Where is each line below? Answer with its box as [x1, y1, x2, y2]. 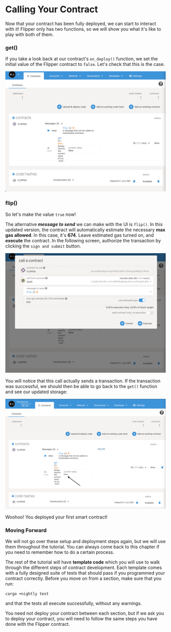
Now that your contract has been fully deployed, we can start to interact [5, 20, 156, 27]
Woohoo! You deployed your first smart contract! [5, 514, 108, 520]
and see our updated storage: [5, 389, 68, 395]
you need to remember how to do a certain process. [5, 549, 115, 555]
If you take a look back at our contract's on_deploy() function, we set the [5, 56, 158, 62]
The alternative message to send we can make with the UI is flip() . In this [5, 221, 163, 227]
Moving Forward [5, 527, 47, 534]
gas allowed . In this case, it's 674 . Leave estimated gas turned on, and [5, 232, 154, 238]
